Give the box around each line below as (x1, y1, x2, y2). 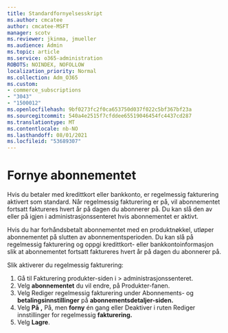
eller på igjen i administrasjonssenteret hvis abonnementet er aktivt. (7, 213, 199, 221)
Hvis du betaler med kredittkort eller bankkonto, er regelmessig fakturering (7, 191, 219, 199)
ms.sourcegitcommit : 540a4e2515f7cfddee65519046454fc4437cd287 (7, 112, 192, 119)
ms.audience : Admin (7, 42, 63, 49)
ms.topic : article (7, 49, 60, 56)
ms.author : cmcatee (7, 17, 63, 23)
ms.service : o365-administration (7, 55, 103, 62)
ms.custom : (7, 80, 38, 87)
